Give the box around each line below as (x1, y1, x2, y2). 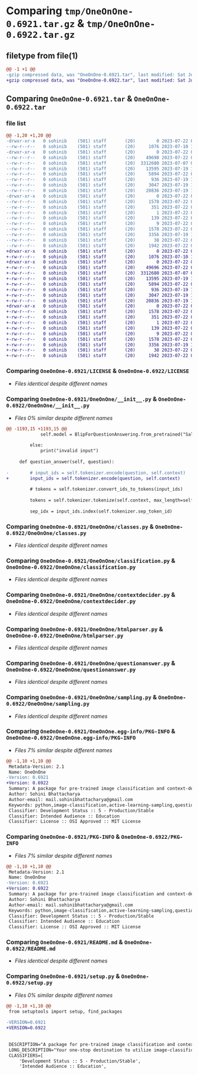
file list (6, 119, 27, 127)
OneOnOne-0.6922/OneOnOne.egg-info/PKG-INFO (6, 735, 136, 741)
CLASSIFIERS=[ (8, 1053, 44, 1058)
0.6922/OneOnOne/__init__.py (6, 403, 90, 409)
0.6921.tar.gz (6, 19, 75, 30)
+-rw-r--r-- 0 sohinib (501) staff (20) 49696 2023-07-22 (6, 265, 189, 271)
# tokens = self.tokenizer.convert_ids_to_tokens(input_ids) (29, 487, 183, 493)
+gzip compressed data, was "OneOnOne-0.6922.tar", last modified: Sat (6, 77, 186, 83)
